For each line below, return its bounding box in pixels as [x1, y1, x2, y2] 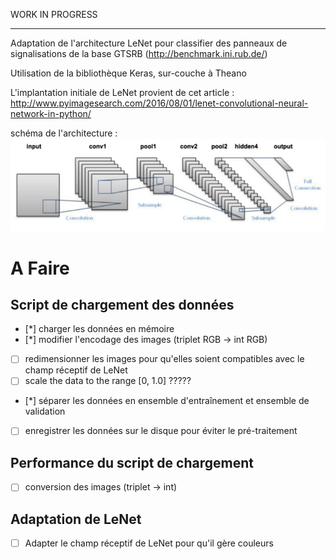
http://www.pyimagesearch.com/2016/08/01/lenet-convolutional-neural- [10, 97, 309, 109]
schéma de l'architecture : [10, 127, 118, 139]
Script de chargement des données [10, 296, 235, 313]
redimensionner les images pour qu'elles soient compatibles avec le [24, 353, 305, 365]
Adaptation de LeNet [10, 510, 142, 528]
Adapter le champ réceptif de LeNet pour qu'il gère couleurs [24, 537, 274, 549]
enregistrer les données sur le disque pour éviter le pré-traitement [24, 425, 298, 437]
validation [24, 405, 66, 418]
